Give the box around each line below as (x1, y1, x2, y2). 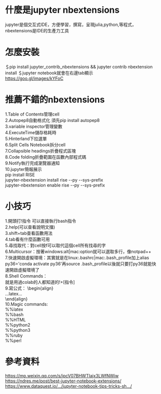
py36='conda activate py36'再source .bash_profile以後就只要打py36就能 (5, 260, 152, 267)
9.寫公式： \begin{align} (5, 285, 54, 291)
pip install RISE (5, 172, 35, 178)
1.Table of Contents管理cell (5, 111, 60, 117)
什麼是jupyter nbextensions (5, 4, 120, 16)
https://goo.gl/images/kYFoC (5, 75, 64, 81)
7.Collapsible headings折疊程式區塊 (5, 148, 76, 154)
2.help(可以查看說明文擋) (5, 224, 55, 230)
